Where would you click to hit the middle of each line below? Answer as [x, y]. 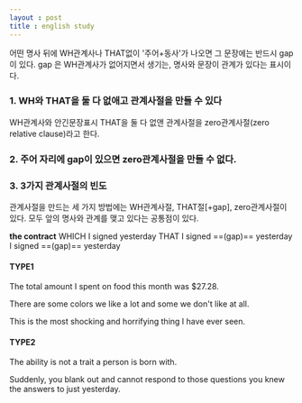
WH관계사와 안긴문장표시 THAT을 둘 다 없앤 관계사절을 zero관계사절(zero [140, 122]
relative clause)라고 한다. [55, 133]
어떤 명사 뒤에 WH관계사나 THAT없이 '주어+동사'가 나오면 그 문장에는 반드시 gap [151, 53]
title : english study [52, 26]
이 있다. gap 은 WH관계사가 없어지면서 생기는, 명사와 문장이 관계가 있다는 [138, 64]
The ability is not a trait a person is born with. [93, 362]
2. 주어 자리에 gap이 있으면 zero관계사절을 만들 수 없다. [123, 159]
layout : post [36, 18]
